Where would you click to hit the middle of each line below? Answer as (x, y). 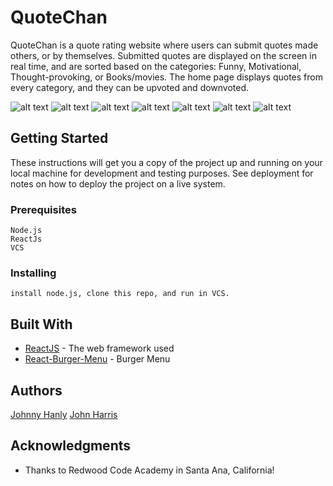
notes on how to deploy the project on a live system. (118, 183)
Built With (41, 324)
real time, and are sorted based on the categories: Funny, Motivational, (156, 66)
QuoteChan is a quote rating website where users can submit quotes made (164, 45)
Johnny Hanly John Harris (64, 414)
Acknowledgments (71, 446)
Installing (33, 273)
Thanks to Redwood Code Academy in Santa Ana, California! (149, 470)
